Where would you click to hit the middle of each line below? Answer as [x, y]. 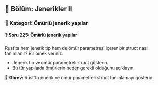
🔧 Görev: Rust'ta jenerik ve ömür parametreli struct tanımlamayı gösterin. [79, 77]
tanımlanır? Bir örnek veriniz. [34, 53]
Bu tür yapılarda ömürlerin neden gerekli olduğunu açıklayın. [73, 68]
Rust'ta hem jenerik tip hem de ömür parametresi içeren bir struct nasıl [77, 48]
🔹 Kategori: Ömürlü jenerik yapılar [47, 23]
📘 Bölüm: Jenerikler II [39, 9]
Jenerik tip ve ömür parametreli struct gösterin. [60, 62]
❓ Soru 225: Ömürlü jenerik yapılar [41, 35]
